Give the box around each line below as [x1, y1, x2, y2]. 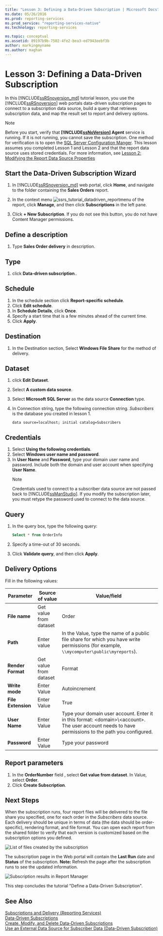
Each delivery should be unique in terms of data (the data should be [5, 819, 141, 825]
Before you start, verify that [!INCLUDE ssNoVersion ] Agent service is [5, 129, 145, 135]
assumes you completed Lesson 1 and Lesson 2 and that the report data [5, 144, 149, 151]
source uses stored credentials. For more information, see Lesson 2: [5, 150, 142, 156]
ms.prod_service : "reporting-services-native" [5, 20, 101, 26]
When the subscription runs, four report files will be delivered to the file [5, 809, 148, 815]
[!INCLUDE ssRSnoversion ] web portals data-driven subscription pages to [5, 100, 152, 106]
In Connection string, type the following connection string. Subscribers [12, 406, 154, 412]
